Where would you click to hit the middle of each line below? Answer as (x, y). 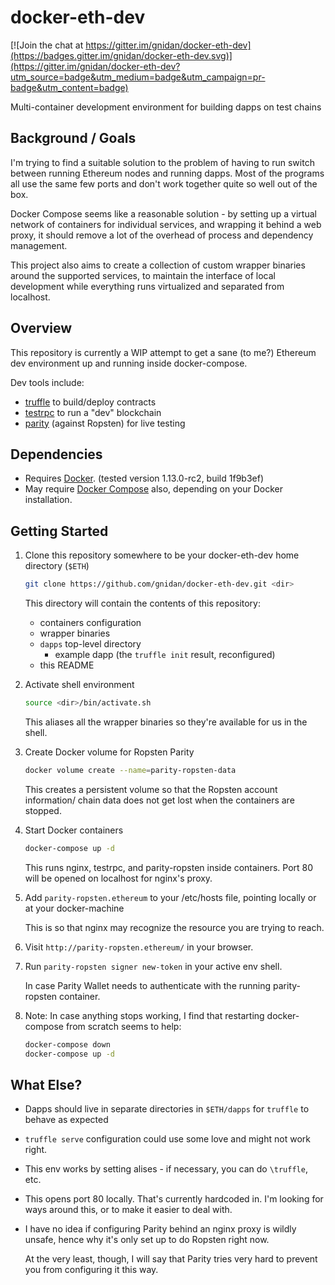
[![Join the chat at (47, 45)
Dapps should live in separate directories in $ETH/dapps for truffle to (167, 1109)
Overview (41, 328)
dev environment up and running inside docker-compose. (129, 363)
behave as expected (66, 1120)
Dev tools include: (47, 382)
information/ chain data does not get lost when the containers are (159, 800)
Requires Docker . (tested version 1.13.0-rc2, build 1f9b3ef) (144, 478)
